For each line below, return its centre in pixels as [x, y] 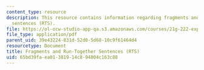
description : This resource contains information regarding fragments [97, 18]
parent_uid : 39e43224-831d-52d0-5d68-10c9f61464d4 [72, 40]
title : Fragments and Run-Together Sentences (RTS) [73, 52]
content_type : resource [36, 12]
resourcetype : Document [36, 46]
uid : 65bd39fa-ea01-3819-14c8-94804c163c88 [62, 57]
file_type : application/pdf [42, 35]
